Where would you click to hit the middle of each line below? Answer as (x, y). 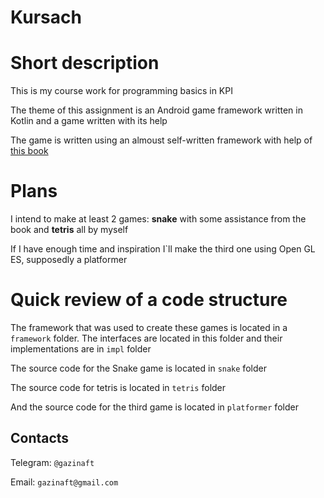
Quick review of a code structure (149, 300)
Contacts (40, 438)
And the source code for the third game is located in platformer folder (154, 407)
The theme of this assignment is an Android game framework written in (156, 110)
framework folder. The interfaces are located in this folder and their (146, 338)
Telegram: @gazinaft (52, 462)
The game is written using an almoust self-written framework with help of (161, 140)
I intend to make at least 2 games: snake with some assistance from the (158, 219)
